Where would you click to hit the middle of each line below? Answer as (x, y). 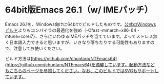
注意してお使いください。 (39, 48)
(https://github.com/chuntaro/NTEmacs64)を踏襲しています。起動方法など (80, 64)
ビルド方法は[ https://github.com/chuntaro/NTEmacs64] (61, 58)
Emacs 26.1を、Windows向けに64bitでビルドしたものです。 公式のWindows (81, 24)
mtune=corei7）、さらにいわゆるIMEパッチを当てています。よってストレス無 (81, 36)
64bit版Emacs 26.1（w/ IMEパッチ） (79, 10)
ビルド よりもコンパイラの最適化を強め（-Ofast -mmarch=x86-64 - (72, 30)
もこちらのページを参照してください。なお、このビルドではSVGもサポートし (82, 70)
